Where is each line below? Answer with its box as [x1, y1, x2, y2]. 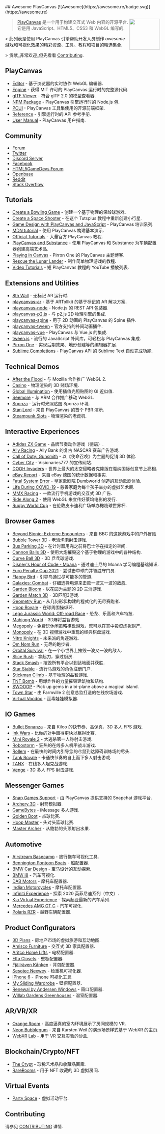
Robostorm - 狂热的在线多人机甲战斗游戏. [12, 742, 97, 748]
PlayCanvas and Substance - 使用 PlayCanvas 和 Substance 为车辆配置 [12, 240, 157, 246]
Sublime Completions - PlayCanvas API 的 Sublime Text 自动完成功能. [12, 348, 153, 354]
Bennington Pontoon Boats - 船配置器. [12, 860, 89, 866]
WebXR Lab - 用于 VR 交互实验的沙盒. [12, 1033, 88, 1039]
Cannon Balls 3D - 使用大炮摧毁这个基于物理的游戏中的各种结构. [12, 549, 142, 555]
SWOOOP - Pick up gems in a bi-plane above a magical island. [12, 684, 139, 690]
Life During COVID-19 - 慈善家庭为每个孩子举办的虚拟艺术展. [12, 484, 135, 490]
